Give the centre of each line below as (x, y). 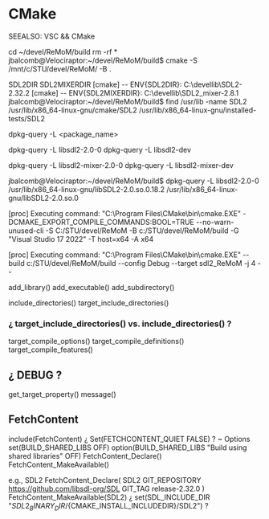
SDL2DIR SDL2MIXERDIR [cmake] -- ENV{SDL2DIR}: (95, 84)
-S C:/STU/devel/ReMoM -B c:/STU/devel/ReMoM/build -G (142, 231)
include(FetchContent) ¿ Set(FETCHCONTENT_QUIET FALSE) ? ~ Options (129, 439)
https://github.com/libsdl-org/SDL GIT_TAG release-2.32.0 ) (106, 488)
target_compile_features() (51, 349)
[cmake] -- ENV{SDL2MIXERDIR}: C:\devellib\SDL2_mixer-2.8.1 (135, 92)
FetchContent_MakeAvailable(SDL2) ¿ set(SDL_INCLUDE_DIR (109, 497)
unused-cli (26, 231)
